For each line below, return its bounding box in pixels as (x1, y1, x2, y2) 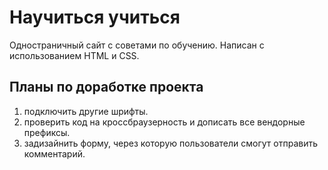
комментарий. (23, 147, 86, 160)
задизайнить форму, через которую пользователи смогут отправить (23, 137, 319, 149)
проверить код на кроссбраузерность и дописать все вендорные (23, 116, 306, 128)
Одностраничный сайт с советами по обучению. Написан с (9, 39, 265, 51)
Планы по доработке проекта (9, 79, 204, 96)
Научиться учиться (9, 6, 181, 29)
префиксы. (23, 126, 71, 138)
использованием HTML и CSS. (9, 49, 140, 61)
